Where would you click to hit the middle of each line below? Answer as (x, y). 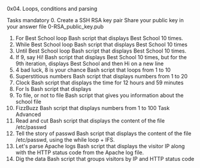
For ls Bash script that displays (53, 89)
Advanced (28, 114)
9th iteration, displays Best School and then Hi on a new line (90, 63)
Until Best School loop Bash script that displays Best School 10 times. (101, 51)
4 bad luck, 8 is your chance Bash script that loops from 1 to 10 (93, 70)
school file (28, 102)
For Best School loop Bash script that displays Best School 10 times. (99, 38)
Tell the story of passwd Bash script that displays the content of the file (103, 133)
